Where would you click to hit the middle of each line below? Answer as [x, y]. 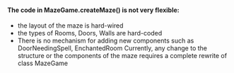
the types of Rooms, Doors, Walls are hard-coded [90, 33]
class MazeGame [43, 63]
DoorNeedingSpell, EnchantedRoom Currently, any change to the [112, 48]
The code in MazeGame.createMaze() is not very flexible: [93, 10]
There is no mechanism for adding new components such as [106, 41]
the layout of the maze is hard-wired [70, 26]
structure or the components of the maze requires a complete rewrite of [122, 56]
